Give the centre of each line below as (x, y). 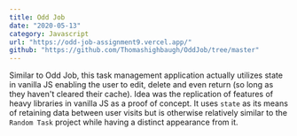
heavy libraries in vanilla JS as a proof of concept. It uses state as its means (148, 103)
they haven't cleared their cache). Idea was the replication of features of (141, 94)
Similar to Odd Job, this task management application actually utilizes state (146, 75)
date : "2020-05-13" (45, 26)
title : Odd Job (37, 17)
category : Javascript (49, 34)
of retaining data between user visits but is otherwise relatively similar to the (148, 113)
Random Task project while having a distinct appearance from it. (124, 122)
